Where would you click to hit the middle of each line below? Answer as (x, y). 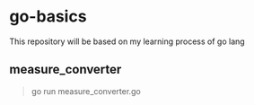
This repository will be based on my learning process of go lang (127, 41)
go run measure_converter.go (86, 91)
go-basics (48, 17)
